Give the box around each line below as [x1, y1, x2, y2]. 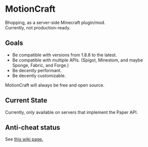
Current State [5, 96, 48, 105]
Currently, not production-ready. [5, 24, 71, 30]
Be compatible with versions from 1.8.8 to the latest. [12, 52, 117, 58]
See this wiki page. [5, 136, 44, 142]
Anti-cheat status [5, 123, 60, 131]
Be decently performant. [12, 67, 62, 73]
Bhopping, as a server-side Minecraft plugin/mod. [5, 20, 106, 25]
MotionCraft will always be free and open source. [5, 82, 104, 88]
